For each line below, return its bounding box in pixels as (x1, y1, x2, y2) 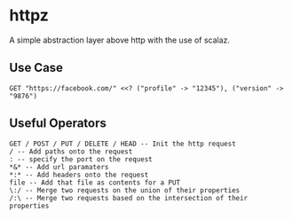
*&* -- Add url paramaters (9, 162, 109, 171)
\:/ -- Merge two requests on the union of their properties (9, 185, 241, 195)
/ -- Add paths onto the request (9, 147, 133, 156)
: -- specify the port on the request (9, 154, 153, 164)
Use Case (9, 60, 64, 75)
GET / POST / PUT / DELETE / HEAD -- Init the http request (9, 139, 237, 148)
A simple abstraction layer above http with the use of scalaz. (9, 35, 231, 45)
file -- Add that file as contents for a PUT (9, 178, 180, 187)
